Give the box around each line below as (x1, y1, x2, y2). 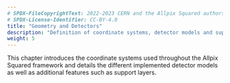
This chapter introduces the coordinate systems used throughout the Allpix (7, 54, 218, 62)
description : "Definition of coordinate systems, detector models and (7, 29, 213, 36)
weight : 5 (7, 35, 36, 42)
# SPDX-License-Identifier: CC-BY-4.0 (7, 16, 118, 23)
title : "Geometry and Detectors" (7, 22, 103, 29)
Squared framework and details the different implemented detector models (7, 61, 218, 69)
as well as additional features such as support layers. (7, 69, 157, 77)
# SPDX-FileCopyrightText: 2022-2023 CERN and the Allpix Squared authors (7, 10, 225, 17)
